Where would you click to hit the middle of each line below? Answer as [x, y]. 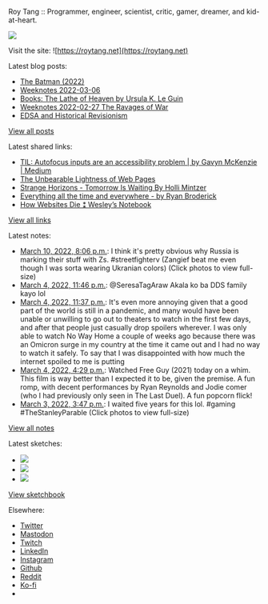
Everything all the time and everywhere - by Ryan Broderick [118, 196]
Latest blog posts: [38, 66]
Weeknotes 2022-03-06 [60, 90]
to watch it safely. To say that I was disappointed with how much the [132, 353]
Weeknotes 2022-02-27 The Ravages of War [94, 107]
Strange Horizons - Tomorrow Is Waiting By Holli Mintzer [113, 188]
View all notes [31, 428]
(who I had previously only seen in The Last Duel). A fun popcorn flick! [136, 396]
